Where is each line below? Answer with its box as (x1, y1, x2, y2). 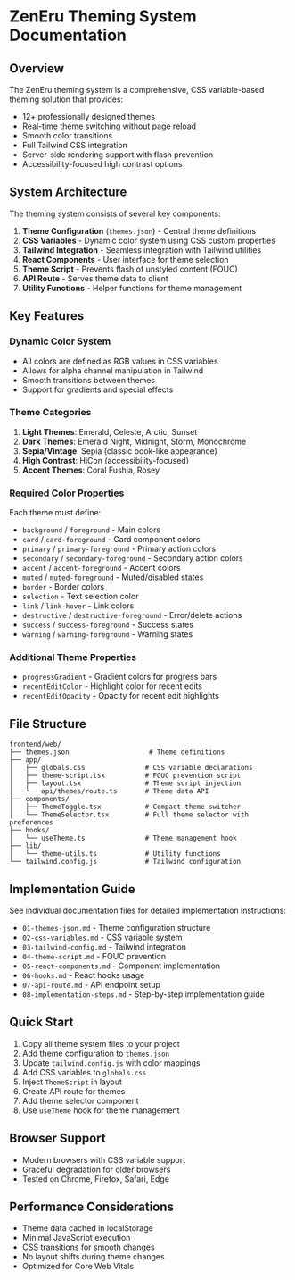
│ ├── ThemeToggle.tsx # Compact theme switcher (9, 802, 242, 812)
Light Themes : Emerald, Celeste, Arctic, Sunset (21, 426, 198, 437)
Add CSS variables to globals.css (21, 1067, 147, 1077)
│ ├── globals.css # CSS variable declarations (9, 764, 253, 773)
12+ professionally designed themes (21, 112, 156, 121)
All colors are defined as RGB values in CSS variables (21, 356, 218, 366)
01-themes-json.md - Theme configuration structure (21, 923, 211, 933)
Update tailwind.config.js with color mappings (21, 1057, 201, 1068)
